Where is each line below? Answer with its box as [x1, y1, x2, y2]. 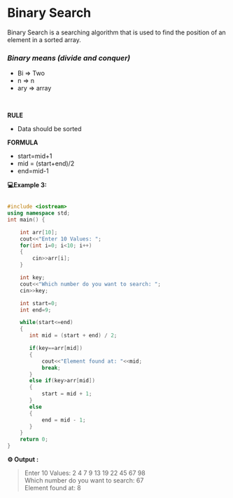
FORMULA [7, 138, 38, 147]
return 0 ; [20, 436, 49, 443]
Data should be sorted [17, 125, 82, 133]
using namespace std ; [7, 210, 71, 217]
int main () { [7, 216, 45, 223]
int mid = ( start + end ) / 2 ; [29, 332, 118, 339]
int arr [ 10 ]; [20, 229, 58, 236]
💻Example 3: [7, 181, 47, 189]
